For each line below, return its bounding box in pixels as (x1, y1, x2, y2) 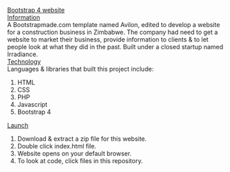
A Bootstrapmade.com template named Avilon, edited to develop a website (7, 21, 220, 28)
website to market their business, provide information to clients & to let (7, 35, 209, 44)
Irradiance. (7, 50, 38, 58)
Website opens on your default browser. (17, 149, 132, 157)
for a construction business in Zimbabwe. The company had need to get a (7, 28, 218, 36)
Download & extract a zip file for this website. (17, 135, 147, 143)
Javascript (17, 101, 48, 108)
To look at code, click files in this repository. (17, 157, 143, 165)
